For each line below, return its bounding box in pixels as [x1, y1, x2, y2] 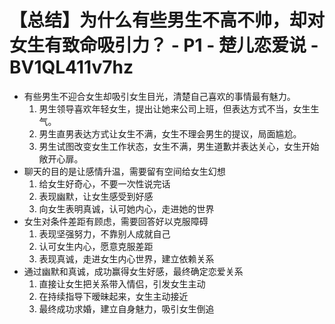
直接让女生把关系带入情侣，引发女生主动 [38, 277, 206, 290]
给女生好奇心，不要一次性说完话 [38, 177, 171, 190]
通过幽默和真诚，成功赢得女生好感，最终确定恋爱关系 [23, 265, 244, 277]
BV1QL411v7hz [9, 56, 134, 79]
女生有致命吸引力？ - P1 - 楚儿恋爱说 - [9, 34, 319, 57]
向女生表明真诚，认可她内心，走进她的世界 [38, 202, 215, 215]
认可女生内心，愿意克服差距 [38, 240, 154, 252]
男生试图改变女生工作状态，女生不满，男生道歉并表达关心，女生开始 [38, 140, 320, 152]
